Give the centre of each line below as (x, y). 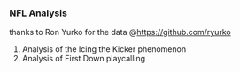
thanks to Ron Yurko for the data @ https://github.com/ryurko (120, 32)
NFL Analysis (39, 13)
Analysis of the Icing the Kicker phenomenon (104, 49)
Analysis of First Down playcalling (84, 59)
